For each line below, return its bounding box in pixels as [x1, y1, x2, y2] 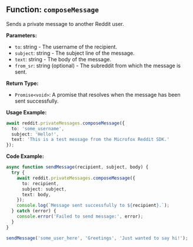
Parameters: [6, 32, 37, 39]
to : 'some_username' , [11, 126, 65, 131]
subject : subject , [21, 186, 67, 192]
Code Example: [6, 153, 44, 160]
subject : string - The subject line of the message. [14, 50, 135, 57]
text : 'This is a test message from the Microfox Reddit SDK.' [11, 137, 169, 143]
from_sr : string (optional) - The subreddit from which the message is [14, 62, 181, 69]
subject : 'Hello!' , [11, 131, 59, 137]
